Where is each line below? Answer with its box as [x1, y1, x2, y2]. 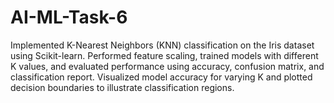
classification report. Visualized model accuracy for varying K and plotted [10, 71, 313, 83]
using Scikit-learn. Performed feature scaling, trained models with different [10, 49, 319, 61]
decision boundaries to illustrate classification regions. [10, 81, 235, 93]
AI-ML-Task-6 [10, 6, 128, 29]
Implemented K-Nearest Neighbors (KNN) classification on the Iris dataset [10, 39, 315, 51]
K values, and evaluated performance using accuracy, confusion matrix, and [10, 60, 325, 72]
